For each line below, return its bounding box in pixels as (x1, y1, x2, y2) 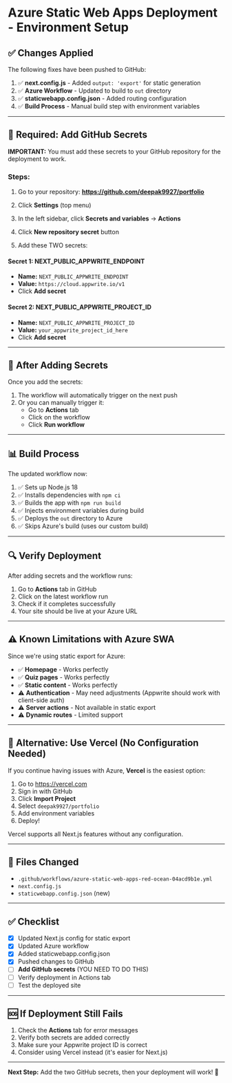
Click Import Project (17, 794, 76, 802)
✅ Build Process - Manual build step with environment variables (17, 102, 200, 110)
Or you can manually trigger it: (17, 399, 105, 407)
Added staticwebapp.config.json (17, 950, 111, 958)
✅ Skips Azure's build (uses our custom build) (17, 522, 149, 530)
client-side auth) (17, 696, 65, 704)
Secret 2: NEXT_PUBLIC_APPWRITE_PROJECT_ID (8, 303, 152, 311)
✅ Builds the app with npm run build (17, 499, 121, 507)
